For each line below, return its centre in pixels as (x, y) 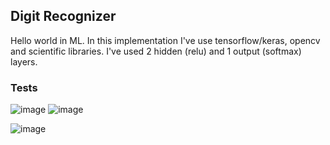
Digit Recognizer (63, 16)
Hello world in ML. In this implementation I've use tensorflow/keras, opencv (165, 40)
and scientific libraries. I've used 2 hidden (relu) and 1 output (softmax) (156, 51)
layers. (24, 61)
